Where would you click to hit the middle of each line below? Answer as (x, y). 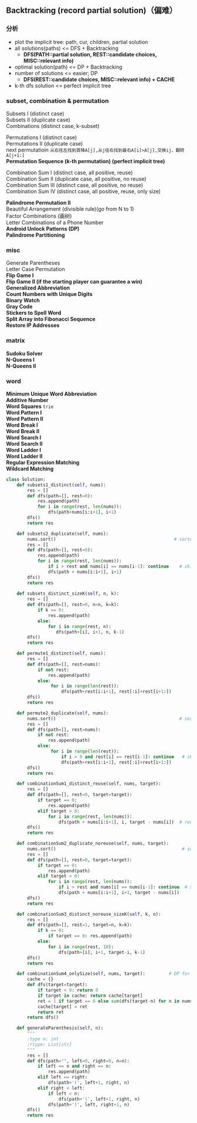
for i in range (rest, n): (79, 626)
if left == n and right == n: (74, 1066)
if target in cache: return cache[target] (90, 996)
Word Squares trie (30, 406)
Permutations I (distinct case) (42, 137)
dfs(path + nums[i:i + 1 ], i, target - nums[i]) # (120, 822)
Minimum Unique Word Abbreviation (51, 394)
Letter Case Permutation (36, 269)
